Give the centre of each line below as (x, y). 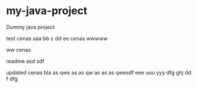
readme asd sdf (25, 61)
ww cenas (19, 50)
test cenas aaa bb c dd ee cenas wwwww (57, 38)
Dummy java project (30, 27)
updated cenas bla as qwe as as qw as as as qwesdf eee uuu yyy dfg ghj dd (99, 72)
